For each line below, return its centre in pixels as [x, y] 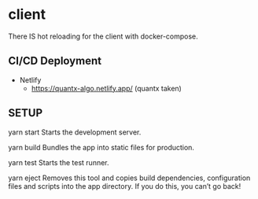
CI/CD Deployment [55, 61]
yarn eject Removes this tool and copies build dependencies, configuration [129, 178]
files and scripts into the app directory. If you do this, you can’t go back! [125, 186]
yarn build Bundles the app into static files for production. [101, 147]
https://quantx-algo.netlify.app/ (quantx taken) [107, 88]
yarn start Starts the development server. [75, 132]
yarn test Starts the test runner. [59, 162]
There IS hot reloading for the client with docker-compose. [103, 36]
